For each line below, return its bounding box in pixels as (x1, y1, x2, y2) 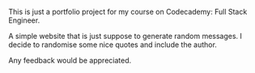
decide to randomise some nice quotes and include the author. (8, 40, 217, 49)
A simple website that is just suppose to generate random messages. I (8, 32, 243, 41)
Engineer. (8, 15, 40, 25)
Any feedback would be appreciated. (8, 56, 132, 65)
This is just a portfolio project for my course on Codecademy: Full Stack (8, 7, 248, 16)
